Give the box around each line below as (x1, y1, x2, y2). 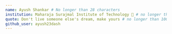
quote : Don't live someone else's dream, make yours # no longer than (5, 16, 159, 21)
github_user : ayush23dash (5, 21, 60, 26)
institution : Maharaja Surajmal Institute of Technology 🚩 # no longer (5, 12, 161, 17)
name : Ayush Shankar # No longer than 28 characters (5, 7, 120, 12)
